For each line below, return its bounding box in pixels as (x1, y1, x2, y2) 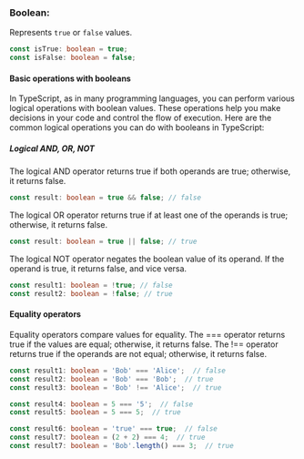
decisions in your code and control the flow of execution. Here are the (9, 112, 272, 124)
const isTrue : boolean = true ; (9, 45, 128, 54)
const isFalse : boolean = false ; (9, 53, 137, 63)
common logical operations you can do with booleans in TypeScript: (9, 122, 265, 133)
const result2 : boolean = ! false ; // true (9, 289, 173, 298)
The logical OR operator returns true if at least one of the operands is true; (9, 209, 289, 220)
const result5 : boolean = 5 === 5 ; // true (9, 408, 181, 417)
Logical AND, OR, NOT (9, 143, 96, 154)
